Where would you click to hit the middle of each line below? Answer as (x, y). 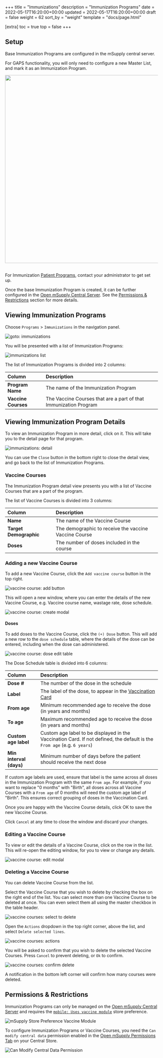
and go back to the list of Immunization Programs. (55, 463)
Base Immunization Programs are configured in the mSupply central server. (80, 53)
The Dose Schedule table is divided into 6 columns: (56, 663)
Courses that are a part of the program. (44, 491)
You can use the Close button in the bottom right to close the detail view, (77, 458)
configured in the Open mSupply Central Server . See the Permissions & (76, 295)
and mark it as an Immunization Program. (46, 68)
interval (16, 759)
